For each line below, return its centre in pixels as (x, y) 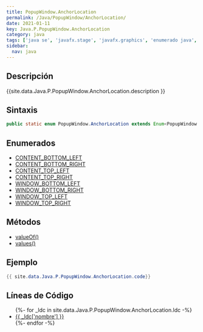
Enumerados (31, 143)
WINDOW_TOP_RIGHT (43, 203)
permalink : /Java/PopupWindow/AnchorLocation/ (66, 18)
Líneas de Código (40, 295)
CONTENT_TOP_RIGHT (44, 177)
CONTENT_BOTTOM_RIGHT (50, 164)
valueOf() (27, 237)
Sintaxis (22, 110)
